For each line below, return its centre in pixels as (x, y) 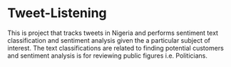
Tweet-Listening (57, 13)
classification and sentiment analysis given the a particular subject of (109, 40)
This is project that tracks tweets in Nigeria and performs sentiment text (113, 33)
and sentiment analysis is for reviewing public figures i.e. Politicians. (108, 56)
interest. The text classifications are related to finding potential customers (116, 48)
